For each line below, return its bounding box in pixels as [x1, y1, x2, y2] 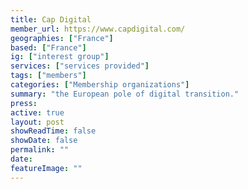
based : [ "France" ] [10, 42, 87, 53]
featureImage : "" [10, 163, 83, 173]
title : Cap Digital [10, 14, 92, 25]
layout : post [10, 117, 65, 127]
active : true [10, 107, 65, 118]
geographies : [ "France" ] [10, 33, 114, 43]
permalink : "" [10, 145, 70, 155]
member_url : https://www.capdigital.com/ [10, 24, 186, 34]
